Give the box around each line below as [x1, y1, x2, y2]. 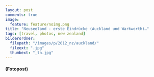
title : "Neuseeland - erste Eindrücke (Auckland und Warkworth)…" [5, 27, 149, 32]
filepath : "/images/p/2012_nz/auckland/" [10, 41, 99, 46]
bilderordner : [5, 36, 36, 41]
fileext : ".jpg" [10, 45, 44, 50]
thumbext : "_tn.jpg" [10, 50, 54, 55]
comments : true [5, 12, 38, 17]
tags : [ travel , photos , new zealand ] [5, 31, 86, 36]
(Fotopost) [5, 66, 28, 72]
